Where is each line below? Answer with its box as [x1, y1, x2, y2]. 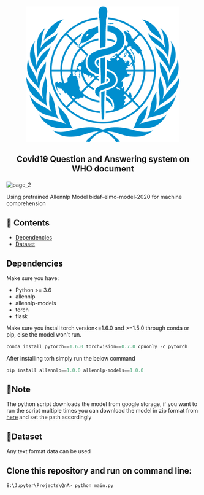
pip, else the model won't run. [6, 330, 81, 338]
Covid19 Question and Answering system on [16, 154, 190, 165]
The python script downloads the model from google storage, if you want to [6, 400, 198, 408]
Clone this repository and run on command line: [6, 466, 192, 476]
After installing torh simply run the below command [6, 354, 136, 362]
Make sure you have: [6, 274, 59, 282]
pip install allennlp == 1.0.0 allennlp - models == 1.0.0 [6, 367, 144, 373]
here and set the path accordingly [6, 413, 92, 421]
